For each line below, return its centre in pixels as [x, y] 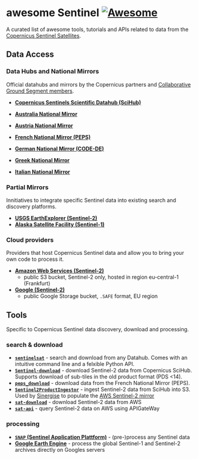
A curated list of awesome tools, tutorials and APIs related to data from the [98, 29]
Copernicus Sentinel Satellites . [44, 35]
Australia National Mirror [46, 114]
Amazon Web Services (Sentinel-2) [59, 271]
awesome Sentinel [53, 13]
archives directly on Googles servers [60, 449]
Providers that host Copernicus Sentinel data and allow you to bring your [95, 253]
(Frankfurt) [37, 284]
